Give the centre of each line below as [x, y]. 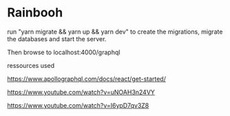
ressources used [31, 65]
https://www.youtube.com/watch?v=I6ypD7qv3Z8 [78, 105]
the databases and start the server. [57, 38]
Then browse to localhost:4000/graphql [64, 52]
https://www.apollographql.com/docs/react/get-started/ [87, 79]
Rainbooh [35, 13]
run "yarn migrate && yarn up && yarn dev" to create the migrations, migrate [115, 32]
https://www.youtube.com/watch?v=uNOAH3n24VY [81, 92]
